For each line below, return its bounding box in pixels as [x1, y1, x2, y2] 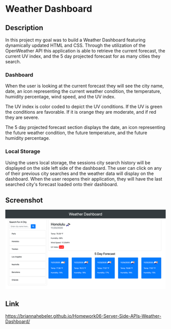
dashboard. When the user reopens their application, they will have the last [5, 175, 162, 182]
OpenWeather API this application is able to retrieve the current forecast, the [5, 48, 165, 54]
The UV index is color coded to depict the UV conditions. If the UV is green [5, 104, 163, 110]
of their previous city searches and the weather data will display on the [5, 170, 154, 176]
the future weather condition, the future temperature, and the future [5, 130, 148, 136]
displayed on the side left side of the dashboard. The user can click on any [5, 165, 162, 171]
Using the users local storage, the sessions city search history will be [5, 159, 151, 166]
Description [5, 23, 43, 32]
